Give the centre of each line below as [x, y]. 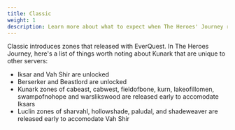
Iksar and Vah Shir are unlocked [63, 74]
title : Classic [29, 14]
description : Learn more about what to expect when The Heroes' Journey [115, 26]
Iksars [26, 104]
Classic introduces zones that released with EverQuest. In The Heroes [108, 47]
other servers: [28, 61]
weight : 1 [22, 20]
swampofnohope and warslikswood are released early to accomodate [118, 97]
